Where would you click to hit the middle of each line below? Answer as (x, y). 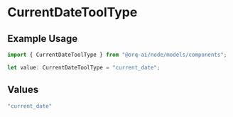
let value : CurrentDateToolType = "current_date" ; (84, 67)
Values (23, 90)
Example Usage (43, 39)
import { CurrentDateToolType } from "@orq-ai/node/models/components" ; (117, 55)
